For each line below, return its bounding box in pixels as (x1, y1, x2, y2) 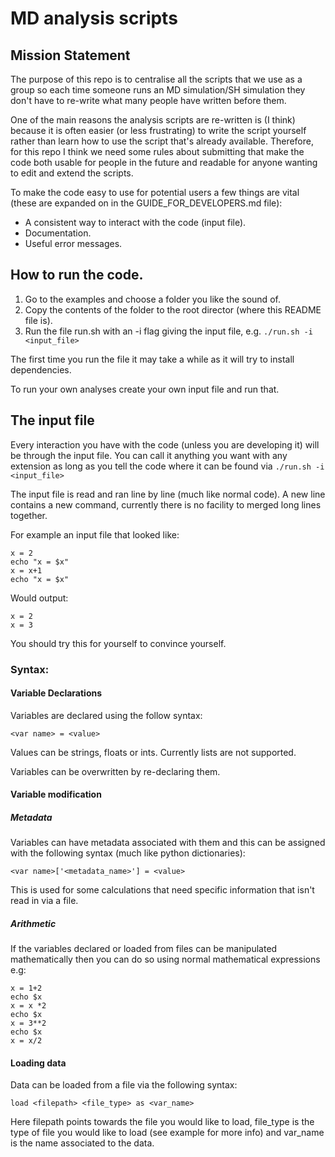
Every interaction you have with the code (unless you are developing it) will (10, 438, 320, 451)
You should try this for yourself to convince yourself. (10, 637, 227, 649)
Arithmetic (10, 917, 57, 929)
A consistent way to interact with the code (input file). (24, 217, 247, 228)
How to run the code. (10, 267, 144, 284)
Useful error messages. (24, 238, 123, 249)
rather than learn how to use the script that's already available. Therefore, (10, 135, 314, 147)
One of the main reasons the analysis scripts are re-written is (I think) (10, 114, 296, 126)
